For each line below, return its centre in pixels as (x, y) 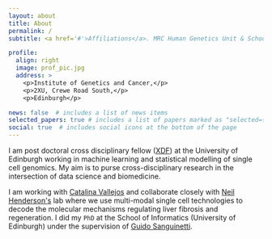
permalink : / (30, 31)
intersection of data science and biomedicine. (85, 176)
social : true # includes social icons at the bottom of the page (123, 128)
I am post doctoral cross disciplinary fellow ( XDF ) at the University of (123, 151)
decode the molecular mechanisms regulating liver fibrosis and (113, 209)
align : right (38, 61)
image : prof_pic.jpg (50, 68)
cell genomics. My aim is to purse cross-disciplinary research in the (121, 168)
